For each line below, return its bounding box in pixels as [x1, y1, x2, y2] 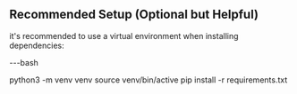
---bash [9, 57, 38, 67]
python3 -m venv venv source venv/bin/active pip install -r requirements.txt [9, 74, 288, 85]
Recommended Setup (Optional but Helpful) [9, 7, 259, 22]
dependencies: [9, 40, 64, 51]
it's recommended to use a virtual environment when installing [9, 30, 239, 41]
